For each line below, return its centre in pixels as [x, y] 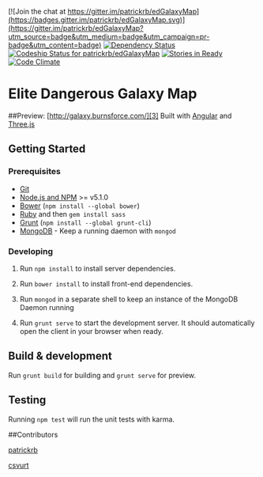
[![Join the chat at [37, 11]
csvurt [19, 465]
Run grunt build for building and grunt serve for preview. [102, 375]
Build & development [60, 356]
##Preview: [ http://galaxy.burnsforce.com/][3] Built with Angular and [120, 115]
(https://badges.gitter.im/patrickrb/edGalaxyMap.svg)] [97, 20]
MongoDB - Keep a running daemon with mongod [98, 231]
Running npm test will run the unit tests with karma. [92, 419]
